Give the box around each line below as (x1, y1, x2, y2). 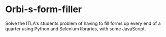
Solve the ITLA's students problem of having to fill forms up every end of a (5, 20, 161, 26)
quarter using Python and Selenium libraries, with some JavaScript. (5, 25, 146, 31)
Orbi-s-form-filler (5, 4, 82, 15)
